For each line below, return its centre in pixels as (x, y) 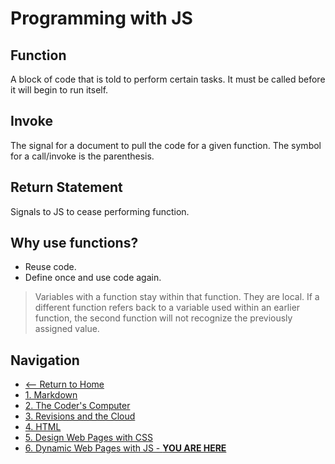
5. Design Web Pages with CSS (89, 438)
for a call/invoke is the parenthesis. (82, 156)
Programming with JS (101, 18)
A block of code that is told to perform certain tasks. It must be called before (168, 79)
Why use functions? (74, 243)
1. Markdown (51, 395)
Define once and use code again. (93, 278)
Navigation (45, 360)
